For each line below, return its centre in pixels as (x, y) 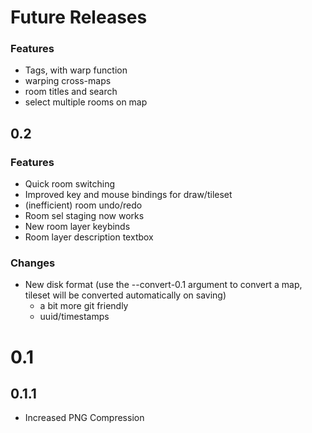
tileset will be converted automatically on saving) (125, 295)
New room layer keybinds (77, 227)
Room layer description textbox (89, 237)
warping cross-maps (68, 81)
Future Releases (79, 17)
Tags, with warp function (76, 70)
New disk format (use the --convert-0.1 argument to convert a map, (163, 285)
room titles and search (71, 92)
